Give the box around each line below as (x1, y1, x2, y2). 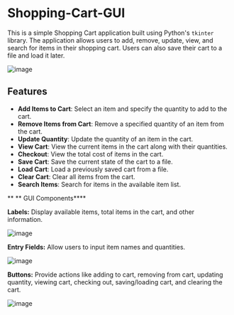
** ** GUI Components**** (7, 193, 87, 202)
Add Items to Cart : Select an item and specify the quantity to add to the (17, 105, 228, 113)
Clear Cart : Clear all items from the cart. (17, 172, 136, 181)
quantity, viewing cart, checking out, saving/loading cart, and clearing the (7, 277, 223, 286)
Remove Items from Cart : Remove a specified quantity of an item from (17, 119, 225, 128)
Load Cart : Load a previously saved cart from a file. (17, 165, 169, 173)
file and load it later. (7, 51, 65, 60)
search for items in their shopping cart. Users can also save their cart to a (7, 43, 223, 52)
